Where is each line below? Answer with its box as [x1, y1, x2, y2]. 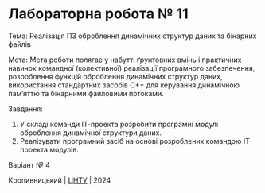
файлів [8, 39, 32, 48]
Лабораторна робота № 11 [8, 5, 189, 23]
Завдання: [8, 104, 44, 114]
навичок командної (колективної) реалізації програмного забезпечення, [8, 63, 255, 72]
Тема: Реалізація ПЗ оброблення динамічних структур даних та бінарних [8, 31, 257, 41]
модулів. [49, 145, 80, 154]
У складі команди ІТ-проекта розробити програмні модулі [19, 119, 219, 129]
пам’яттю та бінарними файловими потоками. [8, 88, 165, 98]
